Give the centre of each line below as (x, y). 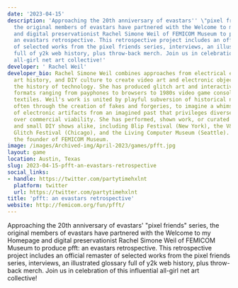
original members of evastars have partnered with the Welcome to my (109, 233)
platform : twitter (41, 185)
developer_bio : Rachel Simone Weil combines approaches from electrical (117, 73)
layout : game (27, 153)
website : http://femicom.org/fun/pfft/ (66, 205)
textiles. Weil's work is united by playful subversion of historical (120, 100)
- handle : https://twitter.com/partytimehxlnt (77, 179)
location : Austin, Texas (44, 159)
